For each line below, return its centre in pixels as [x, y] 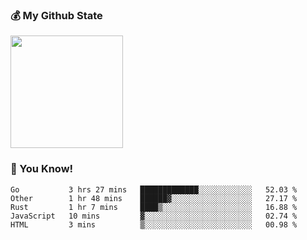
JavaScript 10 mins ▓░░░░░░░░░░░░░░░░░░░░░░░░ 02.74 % [154, 216]
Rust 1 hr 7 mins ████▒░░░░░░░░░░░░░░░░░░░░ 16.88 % [154, 207]
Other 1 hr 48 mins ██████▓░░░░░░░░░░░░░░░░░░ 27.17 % [154, 198]
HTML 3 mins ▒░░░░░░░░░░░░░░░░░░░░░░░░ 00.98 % [154, 224]
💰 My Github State [56, 15]
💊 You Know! [42, 169]
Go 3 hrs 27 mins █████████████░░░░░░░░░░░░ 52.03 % [154, 189]
